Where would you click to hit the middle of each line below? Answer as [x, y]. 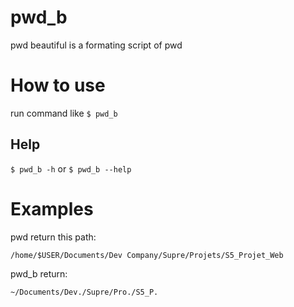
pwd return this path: [53, 237]
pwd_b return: [39, 273]
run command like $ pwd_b [64, 113]
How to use [58, 85]
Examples [52, 208]
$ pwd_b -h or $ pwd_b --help [71, 168]
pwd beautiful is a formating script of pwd [96, 45]
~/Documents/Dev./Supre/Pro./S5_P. [84, 292]
